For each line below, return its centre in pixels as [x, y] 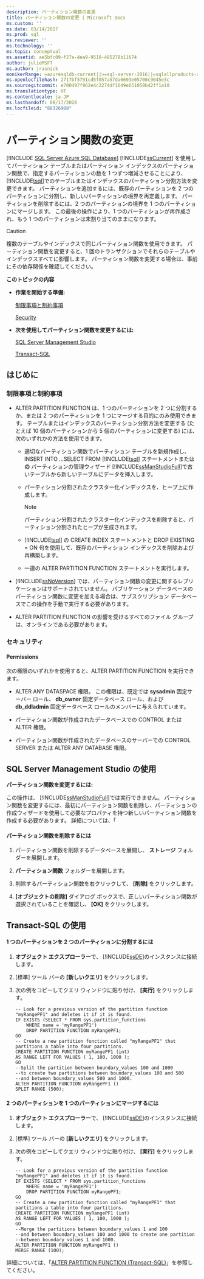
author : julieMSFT [29, 63]
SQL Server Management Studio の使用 [81, 769]
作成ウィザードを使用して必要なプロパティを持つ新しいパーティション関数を [102, 813]
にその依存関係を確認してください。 [51, 267]
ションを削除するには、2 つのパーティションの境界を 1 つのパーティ [101, 204]
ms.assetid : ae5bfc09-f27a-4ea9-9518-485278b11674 [72, 57]
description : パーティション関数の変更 [51, 12]
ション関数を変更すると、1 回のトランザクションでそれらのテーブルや [109, 251]
